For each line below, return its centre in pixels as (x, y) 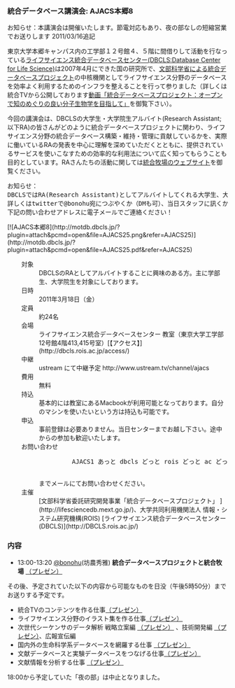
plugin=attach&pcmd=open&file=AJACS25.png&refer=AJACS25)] (102, 235)
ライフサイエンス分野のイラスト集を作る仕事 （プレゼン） (100, 618)
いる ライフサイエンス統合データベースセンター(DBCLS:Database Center (117, 60)
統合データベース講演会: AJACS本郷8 (70, 10)
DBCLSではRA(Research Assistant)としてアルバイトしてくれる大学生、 (115, 195)
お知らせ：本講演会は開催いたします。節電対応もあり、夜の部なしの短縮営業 (117, 28)
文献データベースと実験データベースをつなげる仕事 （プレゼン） (109, 653)
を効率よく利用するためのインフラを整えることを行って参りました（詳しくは (117, 86)
